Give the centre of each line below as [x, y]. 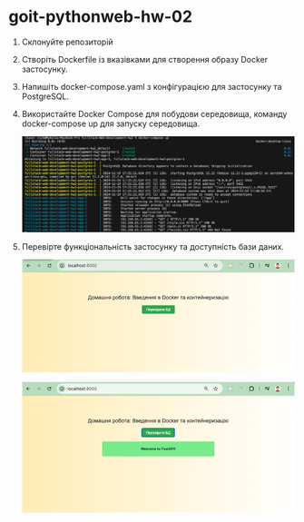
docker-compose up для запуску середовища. [111, 123]
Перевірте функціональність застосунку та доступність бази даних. [153, 247]
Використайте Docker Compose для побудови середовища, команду [154, 113]
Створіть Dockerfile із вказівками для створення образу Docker [145, 59]
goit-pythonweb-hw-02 [100, 17]
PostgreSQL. [45, 96]
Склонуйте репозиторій [68, 42]
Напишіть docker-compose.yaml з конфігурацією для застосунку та [152, 86]
